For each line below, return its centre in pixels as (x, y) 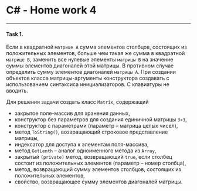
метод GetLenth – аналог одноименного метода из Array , (85, 151)
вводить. (17, 91)
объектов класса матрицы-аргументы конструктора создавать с (88, 78)
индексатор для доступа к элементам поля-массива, (81, 145)
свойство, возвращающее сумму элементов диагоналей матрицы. (98, 182)
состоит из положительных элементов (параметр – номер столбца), (100, 163)
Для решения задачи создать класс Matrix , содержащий (77, 102)
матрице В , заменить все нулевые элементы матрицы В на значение (90, 60)
